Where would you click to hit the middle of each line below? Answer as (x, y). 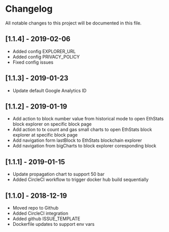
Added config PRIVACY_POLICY (46, 57)
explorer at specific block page (45, 135)
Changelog (29, 9)
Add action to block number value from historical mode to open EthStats (88, 119)
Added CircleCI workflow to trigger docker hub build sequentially (80, 179)
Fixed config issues (33, 62)
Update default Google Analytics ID (49, 90)
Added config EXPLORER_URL (44, 51)
